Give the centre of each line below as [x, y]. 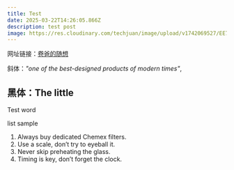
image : [17, 33]
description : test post [42, 26]
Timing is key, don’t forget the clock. [70, 159]
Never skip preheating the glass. [64, 152]
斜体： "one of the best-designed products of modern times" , [95, 69]
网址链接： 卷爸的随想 [38, 54]
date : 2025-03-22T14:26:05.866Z [54, 20]
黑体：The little [41, 92]
